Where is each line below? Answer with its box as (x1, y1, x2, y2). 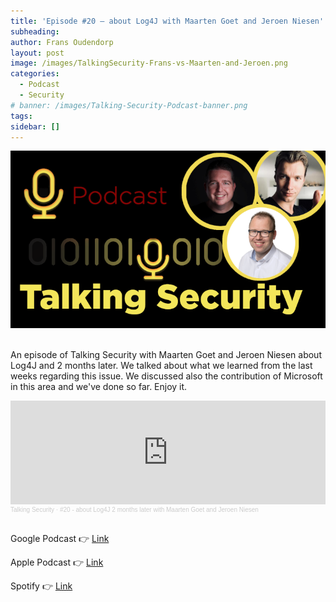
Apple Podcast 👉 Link (10, 556, 104, 568)
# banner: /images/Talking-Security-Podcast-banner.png (10, 100, 248, 110)
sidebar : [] (10, 121, 60, 132)
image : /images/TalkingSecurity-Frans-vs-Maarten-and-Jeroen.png (10, 58, 288, 69)
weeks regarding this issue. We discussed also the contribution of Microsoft (10, 370, 323, 382)
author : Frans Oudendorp (10, 37, 114, 47)
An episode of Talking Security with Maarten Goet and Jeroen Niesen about (10, 348, 322, 360)
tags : (10, 111, 33, 121)
